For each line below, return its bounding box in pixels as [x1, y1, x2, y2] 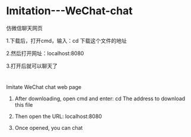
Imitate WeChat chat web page [6, 84, 82, 91]
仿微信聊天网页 [6, 24, 43, 31]
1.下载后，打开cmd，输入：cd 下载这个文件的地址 [6, 37, 128, 44]
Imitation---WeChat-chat [6, 4, 133, 18]
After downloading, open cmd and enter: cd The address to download [14, 95, 186, 102]
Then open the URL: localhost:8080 [14, 113, 102, 120]
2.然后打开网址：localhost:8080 [6, 49, 84, 57]
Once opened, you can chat [14, 125, 83, 132]
